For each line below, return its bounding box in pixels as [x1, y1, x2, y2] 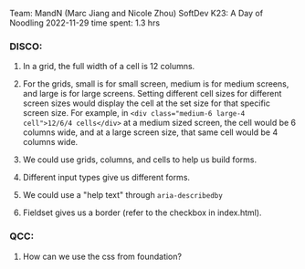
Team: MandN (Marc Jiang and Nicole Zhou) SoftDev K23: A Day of [9, 8, 263, 18]
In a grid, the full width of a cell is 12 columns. [22, 61, 195, 72]
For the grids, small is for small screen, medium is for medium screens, [22, 78, 289, 89]
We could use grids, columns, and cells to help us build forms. [22, 154, 258, 165]
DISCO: [9, 40, 43, 53]
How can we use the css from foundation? [22, 251, 183, 262]
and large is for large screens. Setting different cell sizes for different [22, 88, 282, 99]
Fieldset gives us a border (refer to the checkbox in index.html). [22, 207, 262, 218]
